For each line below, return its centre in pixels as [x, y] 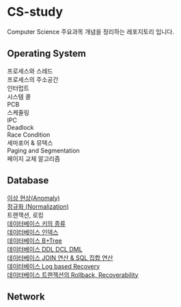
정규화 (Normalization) [38, 206]
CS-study [35, 12]
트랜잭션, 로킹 [26, 215]
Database [28, 181]
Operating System [47, 54]
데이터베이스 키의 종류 [37, 224]
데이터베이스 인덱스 [33, 232]
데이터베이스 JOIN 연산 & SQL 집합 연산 [60, 258]
